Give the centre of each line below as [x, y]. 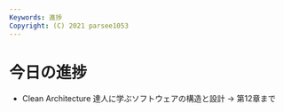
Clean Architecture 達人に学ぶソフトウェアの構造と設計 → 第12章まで [149, 99]
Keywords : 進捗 [36, 17]
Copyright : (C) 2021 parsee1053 [69, 26]
